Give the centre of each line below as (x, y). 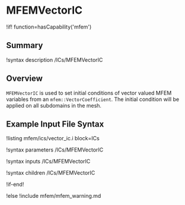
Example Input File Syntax (55, 124)
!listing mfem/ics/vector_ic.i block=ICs (53, 138)
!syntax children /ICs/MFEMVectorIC (51, 173)
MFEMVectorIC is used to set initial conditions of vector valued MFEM (89, 93)
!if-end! (15, 184)
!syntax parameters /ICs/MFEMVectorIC (55, 150)
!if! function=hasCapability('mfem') (49, 27)
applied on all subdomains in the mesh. (54, 105)
